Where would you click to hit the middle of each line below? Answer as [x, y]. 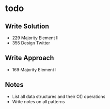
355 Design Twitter [31, 43]
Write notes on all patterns [39, 101]
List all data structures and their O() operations [59, 96]
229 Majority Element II [35, 38]
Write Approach [30, 58]
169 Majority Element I [34, 69]
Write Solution [27, 26]
